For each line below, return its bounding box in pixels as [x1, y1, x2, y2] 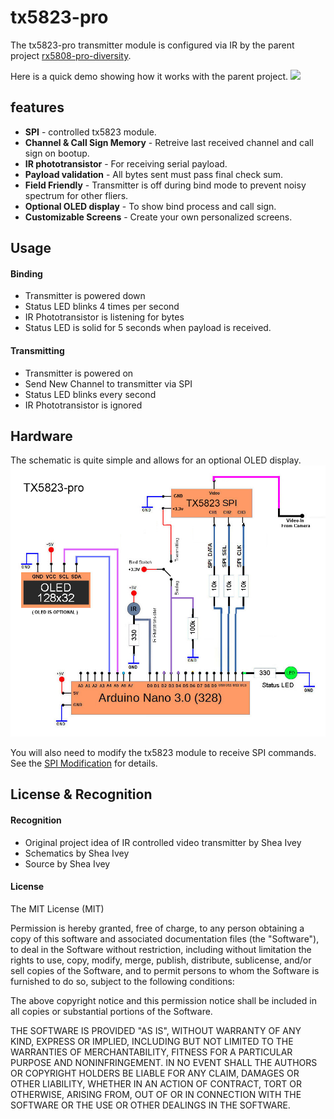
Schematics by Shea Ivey [24, 847, 130, 859]
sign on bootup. [24, 147, 90, 159]
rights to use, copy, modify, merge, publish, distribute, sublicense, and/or [10, 954, 312, 966]
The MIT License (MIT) [10, 902, 105, 915]
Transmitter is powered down [24, 290, 146, 302]
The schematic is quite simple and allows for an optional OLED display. [10, 454, 302, 466]
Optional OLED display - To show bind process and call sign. [24, 200, 277, 212]
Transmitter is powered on [24, 367, 134, 379]
